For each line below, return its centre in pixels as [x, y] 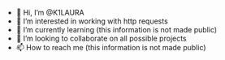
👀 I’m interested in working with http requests [92, 21]
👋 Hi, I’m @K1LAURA [50, 13]
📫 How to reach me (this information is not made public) [111, 47]
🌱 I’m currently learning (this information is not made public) [117, 30]
